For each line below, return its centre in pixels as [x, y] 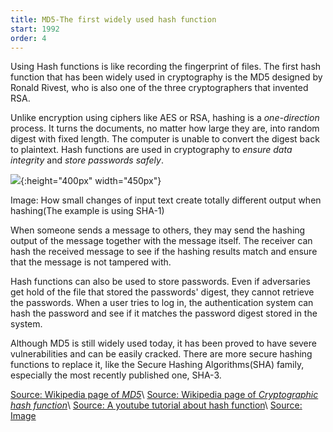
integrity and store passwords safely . [87, 160]
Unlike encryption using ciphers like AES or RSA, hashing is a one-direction [165, 118]
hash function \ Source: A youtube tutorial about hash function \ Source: [156, 405]
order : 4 [28, 38]
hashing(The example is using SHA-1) [87, 211]
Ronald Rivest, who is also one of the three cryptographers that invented [159, 88]
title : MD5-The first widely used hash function [113, 19]
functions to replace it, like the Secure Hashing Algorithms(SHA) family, [157, 365]
